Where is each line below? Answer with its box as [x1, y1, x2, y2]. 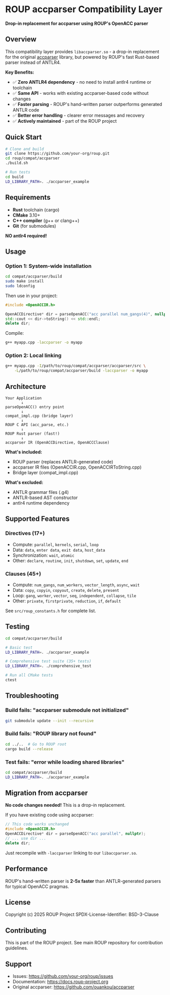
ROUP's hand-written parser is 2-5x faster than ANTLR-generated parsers [5, 878, 161, 884]
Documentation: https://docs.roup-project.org [12, 979, 109, 985]
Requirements [5, 193, 51, 202]
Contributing [5, 926, 47, 935]
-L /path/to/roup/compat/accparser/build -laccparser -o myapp [14, 368, 148, 373]
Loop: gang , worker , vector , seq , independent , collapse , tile [12, 592, 137, 599]
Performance [5, 865, 48, 873]
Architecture [5, 382, 47, 391]
